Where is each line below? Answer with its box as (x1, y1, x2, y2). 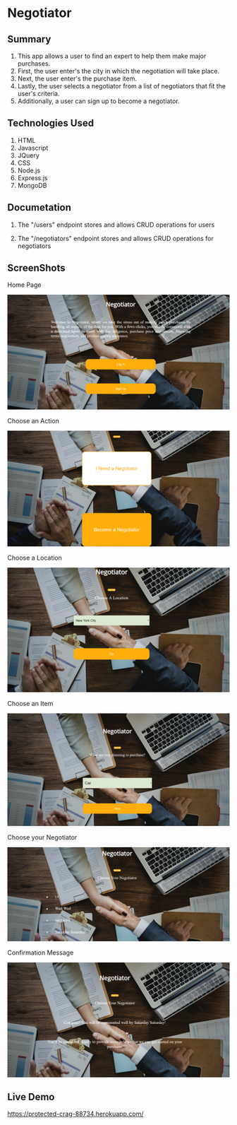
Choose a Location (7, 553, 62, 562)
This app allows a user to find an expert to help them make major (17, 52, 207, 60)
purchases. (17, 59, 51, 68)
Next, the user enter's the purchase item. (17, 74, 138, 83)
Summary (7, 33, 51, 45)
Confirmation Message (7, 948, 74, 957)
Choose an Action (7, 417, 60, 425)
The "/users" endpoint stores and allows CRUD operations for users (17, 220, 215, 229)
